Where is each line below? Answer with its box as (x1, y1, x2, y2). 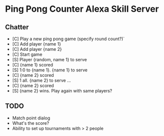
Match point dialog (12, 115, 51, 121)
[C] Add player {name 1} (12, 41, 61, 47)
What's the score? (12, 120, 49, 126)
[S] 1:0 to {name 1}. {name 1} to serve (12, 67, 87, 73)
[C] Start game (12, 51, 43, 57)
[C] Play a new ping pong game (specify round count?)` (12, 36, 125, 42)
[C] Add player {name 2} (12, 46, 62, 52)
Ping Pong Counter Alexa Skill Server (5, 3, 159, 15)
